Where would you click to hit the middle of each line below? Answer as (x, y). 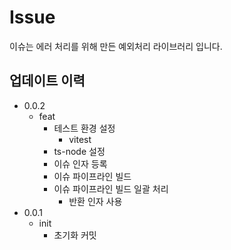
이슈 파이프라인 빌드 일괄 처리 (111, 188)
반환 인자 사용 (95, 201)
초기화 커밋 (75, 235)
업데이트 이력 (47, 81)
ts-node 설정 (79, 151)
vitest (80, 139)
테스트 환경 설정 (84, 128)
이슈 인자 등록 (80, 163)
